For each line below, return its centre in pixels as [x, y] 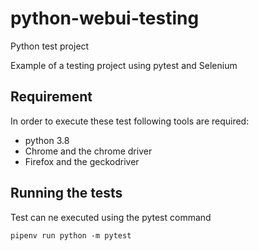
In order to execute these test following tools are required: [130, 121]
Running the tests [66, 193]
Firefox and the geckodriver [82, 161]
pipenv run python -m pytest [71, 235]
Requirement [51, 97]
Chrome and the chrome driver [88, 151]
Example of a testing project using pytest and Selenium [124, 65]
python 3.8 [47, 140]
